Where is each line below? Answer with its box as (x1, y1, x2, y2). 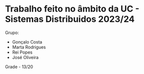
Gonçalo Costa (12, 39, 42, 44)
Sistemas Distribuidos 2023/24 (5, 14, 135, 25)
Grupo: (5, 30, 19, 35)
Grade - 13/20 (5, 64, 33, 70)
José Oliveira (12, 54, 39, 60)
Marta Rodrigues (12, 44, 46, 50)
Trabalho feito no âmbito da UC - (5, 3, 140, 15)
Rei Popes (12, 49, 33, 55)
